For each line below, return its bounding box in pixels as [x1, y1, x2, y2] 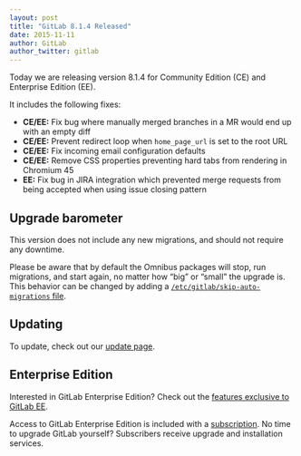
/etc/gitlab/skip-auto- [170, 282, 261, 291]
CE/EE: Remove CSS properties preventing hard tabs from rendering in [22, 155, 287, 166]
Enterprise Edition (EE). [9, 82, 96, 92]
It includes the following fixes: [9, 99, 121, 110]
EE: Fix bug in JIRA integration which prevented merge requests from [22, 174, 281, 186]
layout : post [9, 13, 59, 23]
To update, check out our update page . [9, 341, 156, 352]
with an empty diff [22, 126, 91, 137]
